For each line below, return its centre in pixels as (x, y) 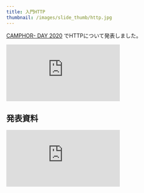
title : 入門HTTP (26, 12)
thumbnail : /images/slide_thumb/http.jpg (59, 18)
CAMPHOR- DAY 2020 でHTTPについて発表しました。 (74, 35)
